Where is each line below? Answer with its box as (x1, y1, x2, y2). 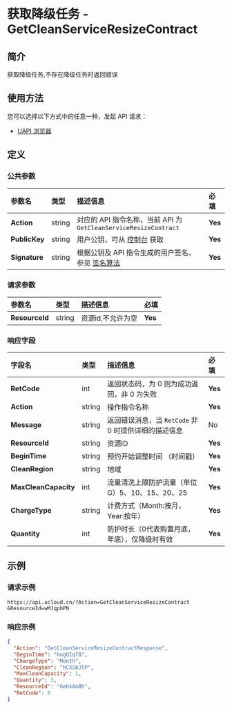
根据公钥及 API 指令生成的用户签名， (77, 247, 195, 257)
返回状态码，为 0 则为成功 (106, 379, 192, 389)
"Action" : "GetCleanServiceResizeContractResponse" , (13, 644, 168, 652)
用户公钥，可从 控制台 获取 (77, 234, 164, 244)
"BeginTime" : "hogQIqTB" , (13, 651, 88, 658)
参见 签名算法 (77, 258, 121, 267)
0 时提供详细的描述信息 (106, 426, 183, 435)
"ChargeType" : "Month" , (13, 657, 81, 664)
